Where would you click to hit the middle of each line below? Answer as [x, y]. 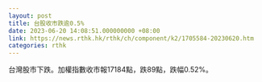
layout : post [30, 16]
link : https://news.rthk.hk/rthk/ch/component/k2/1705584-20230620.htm [131, 38]
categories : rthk [37, 46]
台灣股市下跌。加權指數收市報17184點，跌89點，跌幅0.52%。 [111, 70]
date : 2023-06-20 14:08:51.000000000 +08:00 [84, 31]
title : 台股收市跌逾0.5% [46, 23]
